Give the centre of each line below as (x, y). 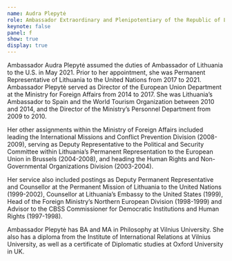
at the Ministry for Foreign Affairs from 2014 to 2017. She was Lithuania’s (110, 94)
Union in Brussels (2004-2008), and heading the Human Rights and (103, 159)
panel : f (20, 33)
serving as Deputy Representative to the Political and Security (116, 144)
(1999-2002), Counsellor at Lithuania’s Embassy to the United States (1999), (115, 194)
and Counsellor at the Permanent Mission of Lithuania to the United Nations (115, 187)
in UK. (16, 251)
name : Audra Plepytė (37, 13)
